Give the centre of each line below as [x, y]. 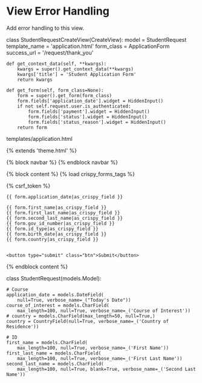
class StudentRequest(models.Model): [54, 278]
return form [32, 127]
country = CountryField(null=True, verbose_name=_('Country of [88, 321]
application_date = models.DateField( [55, 295]
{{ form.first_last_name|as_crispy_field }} [63, 213]
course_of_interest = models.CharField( [58, 305]
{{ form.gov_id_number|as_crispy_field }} [60, 223]
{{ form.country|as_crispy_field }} [52, 239]
